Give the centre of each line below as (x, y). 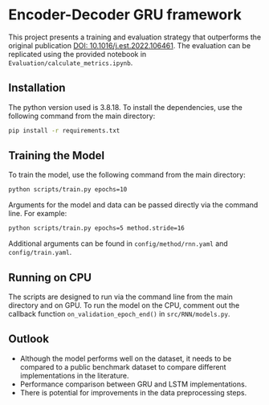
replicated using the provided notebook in (77, 54)
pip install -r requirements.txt (64, 130)
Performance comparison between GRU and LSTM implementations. (133, 384)
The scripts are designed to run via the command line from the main (120, 297)
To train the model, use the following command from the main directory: (127, 175)
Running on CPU (50, 278)
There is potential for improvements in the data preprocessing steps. (133, 392)
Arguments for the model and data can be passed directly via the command (133, 205)
